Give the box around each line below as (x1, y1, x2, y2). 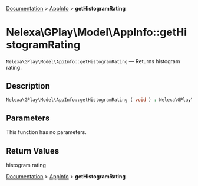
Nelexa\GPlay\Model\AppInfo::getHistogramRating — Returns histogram (6, 57, 180, 64)
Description (6, 81, 50, 91)
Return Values (6, 146, 60, 156)
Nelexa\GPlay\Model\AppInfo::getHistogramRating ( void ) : (6, 97, 157, 103)
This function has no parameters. (6, 129, 87, 136)
